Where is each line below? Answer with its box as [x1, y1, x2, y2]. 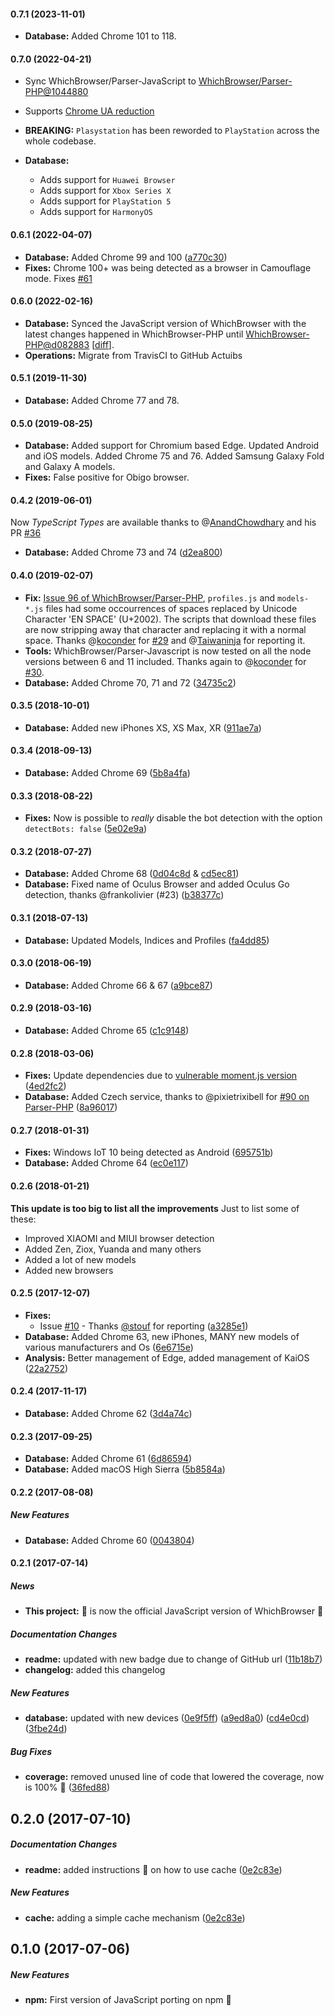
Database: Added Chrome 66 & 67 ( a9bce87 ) [24, 979, 213, 991]
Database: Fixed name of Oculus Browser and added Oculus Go [24, 878, 290, 890]
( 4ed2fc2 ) [24, 1080, 67, 1092]
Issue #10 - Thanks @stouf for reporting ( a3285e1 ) [39, 1320, 249, 1332]
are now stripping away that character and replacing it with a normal [24, 623, 307, 635]
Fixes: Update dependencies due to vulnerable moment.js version [24, 1070, 298, 1082]
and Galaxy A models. [24, 461, 116, 473]
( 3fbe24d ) [24, 1723, 68, 1735]
